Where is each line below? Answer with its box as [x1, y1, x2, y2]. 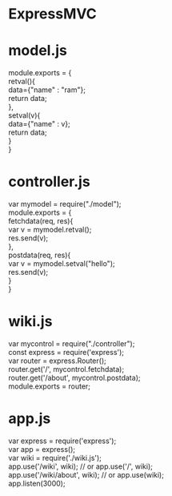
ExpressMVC [8, 5, 98, 23]
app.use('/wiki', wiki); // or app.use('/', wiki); [8, 462, 154, 471]
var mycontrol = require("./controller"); [8, 339, 135, 349]
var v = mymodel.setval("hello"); [8, 259, 115, 268]
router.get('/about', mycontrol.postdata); [8, 373, 141, 382]
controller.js [8, 173, 90, 191]
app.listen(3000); [8, 478, 66, 488]
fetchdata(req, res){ [8, 216, 74, 226]
